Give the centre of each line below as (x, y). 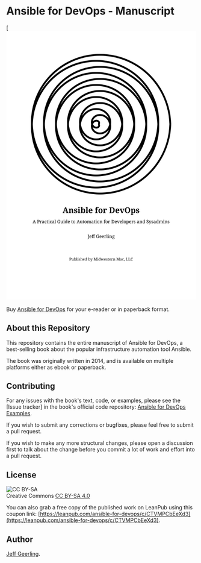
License (21, 475)
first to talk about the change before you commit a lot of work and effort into (101, 450)
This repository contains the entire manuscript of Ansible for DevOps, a (94, 342)
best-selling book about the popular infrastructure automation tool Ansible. (99, 349)
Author (20, 539)
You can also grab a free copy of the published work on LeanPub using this (100, 508)
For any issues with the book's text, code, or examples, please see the (93, 401)
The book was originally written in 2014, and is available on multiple (90, 360)
